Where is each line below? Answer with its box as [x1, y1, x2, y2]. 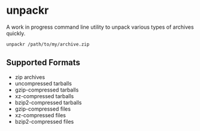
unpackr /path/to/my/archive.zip [6, 41, 90, 47]
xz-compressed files [14, 111, 66, 118]
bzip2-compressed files [14, 118, 74, 125]
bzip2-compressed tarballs [14, 99, 82, 106]
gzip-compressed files [14, 105, 71, 112]
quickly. [6, 29, 26, 36]
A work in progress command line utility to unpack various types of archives [6, 23, 194, 31]
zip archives [14, 73, 46, 81]
